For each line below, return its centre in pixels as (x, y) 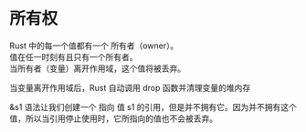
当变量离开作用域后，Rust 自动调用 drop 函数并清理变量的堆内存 (130, 87)
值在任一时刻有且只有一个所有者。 (74, 56)
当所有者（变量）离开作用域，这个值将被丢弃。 (97, 68)
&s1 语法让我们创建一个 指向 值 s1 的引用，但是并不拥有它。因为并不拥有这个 (153, 107)
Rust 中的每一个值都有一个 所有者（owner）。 (94, 46)
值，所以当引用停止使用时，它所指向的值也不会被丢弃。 (113, 118)
